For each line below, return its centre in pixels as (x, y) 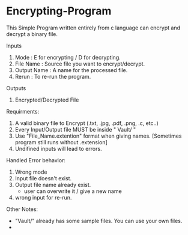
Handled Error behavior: (36, 160)
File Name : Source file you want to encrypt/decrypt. (80, 64)
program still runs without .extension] (61, 142)
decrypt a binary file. (32, 34)
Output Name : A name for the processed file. (71, 70)
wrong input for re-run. (43, 197)
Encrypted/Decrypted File (47, 100)
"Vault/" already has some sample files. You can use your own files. (99, 221)
